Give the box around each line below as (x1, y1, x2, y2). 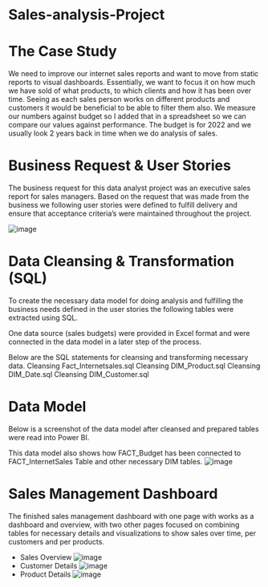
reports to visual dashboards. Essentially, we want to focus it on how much (8, 78, 255, 87)
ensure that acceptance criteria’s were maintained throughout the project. (8, 208, 252, 218)
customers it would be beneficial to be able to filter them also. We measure (8, 103, 257, 113)
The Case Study (8, 43, 118, 61)
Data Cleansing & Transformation (8, 253, 235, 270)
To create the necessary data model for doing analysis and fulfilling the (8, 296, 244, 306)
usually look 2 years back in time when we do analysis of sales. (8, 128, 218, 138)
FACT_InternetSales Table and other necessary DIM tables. (8, 456, 203, 466)
